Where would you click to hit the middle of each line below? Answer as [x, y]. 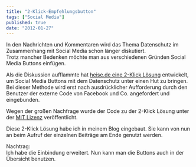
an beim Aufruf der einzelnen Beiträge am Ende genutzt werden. [84, 135]
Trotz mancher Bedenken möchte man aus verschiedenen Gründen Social [96, 57]
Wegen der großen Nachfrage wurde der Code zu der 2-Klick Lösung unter [98, 111]
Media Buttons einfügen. [36, 64]
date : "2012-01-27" [30, 28]
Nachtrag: [18, 146]
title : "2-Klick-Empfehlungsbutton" [51, 11]
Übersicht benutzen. [31, 159]
